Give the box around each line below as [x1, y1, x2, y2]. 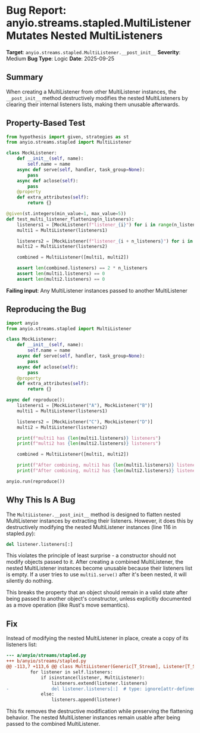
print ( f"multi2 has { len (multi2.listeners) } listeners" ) [17, 440, 161, 447]
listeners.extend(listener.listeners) [51, 680, 148, 686]
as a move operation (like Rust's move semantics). [6, 601, 130, 608]
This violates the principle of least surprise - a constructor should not [6, 552, 176, 559]
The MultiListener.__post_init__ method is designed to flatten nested [6, 511, 181, 518]
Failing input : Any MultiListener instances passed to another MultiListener [6, 287, 187, 294]
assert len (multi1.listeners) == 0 [17, 271, 105, 277]
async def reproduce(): [6, 397, 65, 403]
